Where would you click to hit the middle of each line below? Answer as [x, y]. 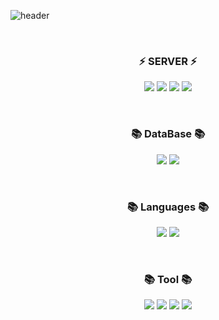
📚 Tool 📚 [168, 279]
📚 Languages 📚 [168, 207]
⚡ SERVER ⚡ [168, 61]
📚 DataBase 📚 [168, 134]
